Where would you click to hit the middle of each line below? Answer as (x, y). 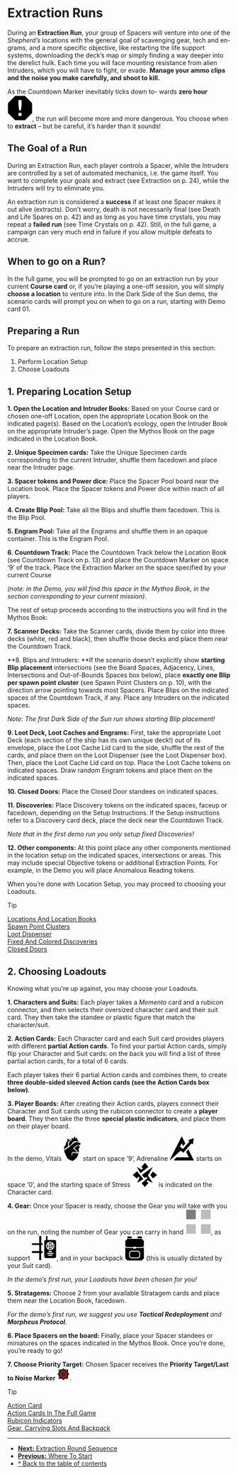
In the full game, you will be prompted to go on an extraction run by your (113, 278)
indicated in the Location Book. (52, 439)
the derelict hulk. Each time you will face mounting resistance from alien (112, 62)
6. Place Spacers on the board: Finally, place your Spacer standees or (110, 1336)
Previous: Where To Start (55, 1456)
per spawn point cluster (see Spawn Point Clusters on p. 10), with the (109, 683)
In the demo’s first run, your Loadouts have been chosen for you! (102, 1279)
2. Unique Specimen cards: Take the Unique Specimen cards (97, 453)
